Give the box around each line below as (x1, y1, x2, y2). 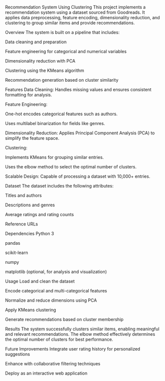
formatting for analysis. (5, 92, 53, 97)
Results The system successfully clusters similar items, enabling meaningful (5, 326, 160, 332)
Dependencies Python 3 (5, 231, 54, 236)
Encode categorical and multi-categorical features (5, 288, 107, 293)
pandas (5, 240, 21, 246)
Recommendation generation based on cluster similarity (5, 77, 119, 83)
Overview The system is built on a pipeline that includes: (5, 30, 120, 35)
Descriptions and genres (5, 202, 55, 208)
